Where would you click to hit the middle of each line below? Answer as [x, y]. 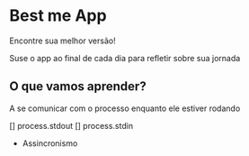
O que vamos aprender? [78, 87]
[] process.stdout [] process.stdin [71, 125]
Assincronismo [50, 143]
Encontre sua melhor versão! [62, 41]
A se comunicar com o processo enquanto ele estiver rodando [125, 108]
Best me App [58, 16]
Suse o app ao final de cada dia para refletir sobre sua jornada [125, 58]
